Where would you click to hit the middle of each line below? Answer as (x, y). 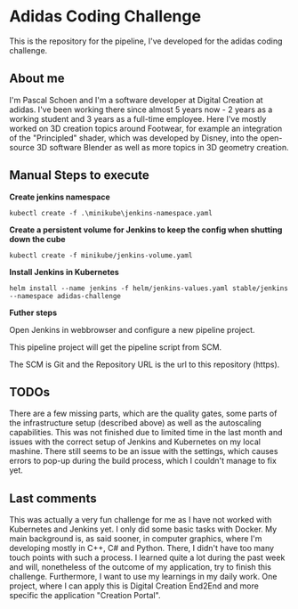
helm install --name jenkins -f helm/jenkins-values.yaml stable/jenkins (149, 288)
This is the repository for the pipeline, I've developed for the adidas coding (146, 41)
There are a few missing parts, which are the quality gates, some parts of (143, 414)
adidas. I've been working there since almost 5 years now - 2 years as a (141, 110)
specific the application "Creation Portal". (85, 596)
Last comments (53, 498)
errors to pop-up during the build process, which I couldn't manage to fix (143, 461)
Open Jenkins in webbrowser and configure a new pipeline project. (132, 329)
